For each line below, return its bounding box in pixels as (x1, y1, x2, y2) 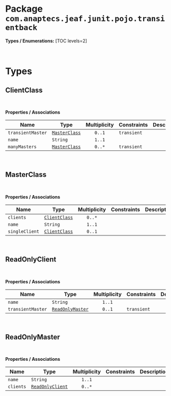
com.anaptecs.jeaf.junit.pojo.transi (5, 14, 165, 23)
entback (5, 23, 38, 33)
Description (139, 368, 169, 375)
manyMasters (8, 144, 37, 149)
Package (5, 3, 43, 15)
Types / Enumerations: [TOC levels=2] (5, 38, 88, 44)
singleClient (8, 228, 40, 234)
